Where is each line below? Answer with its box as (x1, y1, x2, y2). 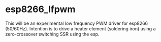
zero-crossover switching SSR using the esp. (5, 31, 100, 37)
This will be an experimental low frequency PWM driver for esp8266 (5, 20, 148, 26)
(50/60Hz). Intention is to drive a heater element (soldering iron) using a (5, 25, 156, 31)
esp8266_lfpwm (5, 4, 76, 15)
